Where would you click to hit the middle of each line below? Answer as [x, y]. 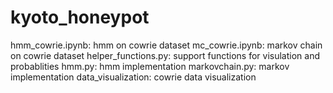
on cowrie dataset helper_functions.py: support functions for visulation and [165, 55]
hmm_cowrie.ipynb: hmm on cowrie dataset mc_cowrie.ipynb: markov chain [166, 45]
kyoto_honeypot [80, 17]
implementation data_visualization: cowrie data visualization [133, 77]
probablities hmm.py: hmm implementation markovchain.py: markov [150, 66]
